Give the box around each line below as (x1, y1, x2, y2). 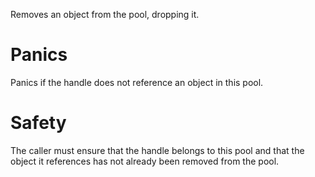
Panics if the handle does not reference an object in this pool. (10, 76, 264, 88)
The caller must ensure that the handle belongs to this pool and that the (10, 144, 305, 156)
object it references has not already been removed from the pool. (10, 155, 280, 167)
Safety (10, 112, 67, 134)
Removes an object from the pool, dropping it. (10, 9, 200, 20)
